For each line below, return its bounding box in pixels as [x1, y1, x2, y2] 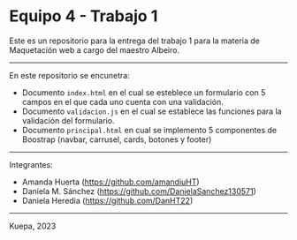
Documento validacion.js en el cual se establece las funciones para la [21, 106, 282, 116]
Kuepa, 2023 [9, 221, 57, 231]
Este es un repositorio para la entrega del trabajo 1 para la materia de [9, 35, 261, 46]
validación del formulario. [21, 115, 115, 125]
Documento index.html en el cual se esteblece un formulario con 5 [21, 86, 266, 98]
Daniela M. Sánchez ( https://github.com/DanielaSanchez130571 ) [21, 185, 256, 196]
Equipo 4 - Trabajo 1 [9, 6, 158, 26]
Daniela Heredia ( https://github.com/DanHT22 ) [21, 195, 194, 206]
